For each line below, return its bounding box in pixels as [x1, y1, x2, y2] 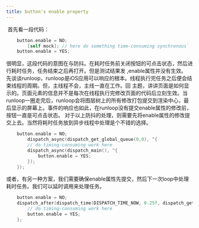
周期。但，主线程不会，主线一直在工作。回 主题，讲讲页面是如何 [26, 82, 184, 89]
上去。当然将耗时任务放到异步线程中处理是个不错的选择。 [11, 119, 152, 126]
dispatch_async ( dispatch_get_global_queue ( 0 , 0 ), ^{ [27, 137, 158, 143]
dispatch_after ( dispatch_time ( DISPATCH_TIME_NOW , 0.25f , [17, 200, 161, 206]
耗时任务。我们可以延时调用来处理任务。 [6, 183, 105, 190]
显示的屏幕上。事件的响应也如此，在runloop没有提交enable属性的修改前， [11, 104, 192, 111]
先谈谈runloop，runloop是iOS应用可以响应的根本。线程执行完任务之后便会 [6, 75, 188, 82]
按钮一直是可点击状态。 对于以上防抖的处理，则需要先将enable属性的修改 [6, 112, 185, 119]
